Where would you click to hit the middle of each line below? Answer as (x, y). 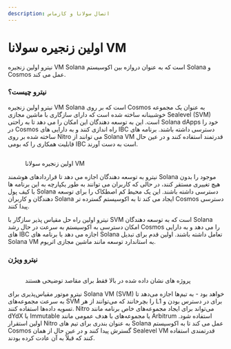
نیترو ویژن (23, 259)
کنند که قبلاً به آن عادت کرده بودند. (51, 338)
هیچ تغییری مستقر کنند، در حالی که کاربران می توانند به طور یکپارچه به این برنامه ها (114, 184)
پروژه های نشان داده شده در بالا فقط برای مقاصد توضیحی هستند (108, 281)
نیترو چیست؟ (27, 92)
